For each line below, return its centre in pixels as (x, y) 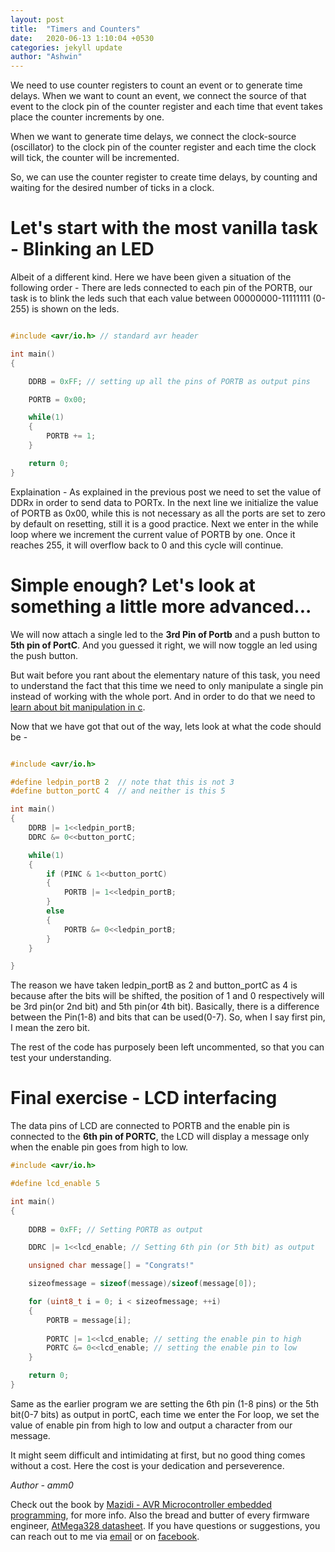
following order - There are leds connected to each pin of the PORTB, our (161, 288)
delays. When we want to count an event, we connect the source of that (158, 96)
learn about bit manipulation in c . (78, 707)
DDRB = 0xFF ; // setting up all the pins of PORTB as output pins (169, 381)
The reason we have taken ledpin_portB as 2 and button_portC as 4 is (154, 985)
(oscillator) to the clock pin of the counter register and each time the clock (163, 147)
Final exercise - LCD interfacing (144, 1098)
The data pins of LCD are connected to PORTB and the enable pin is (150, 1126)
